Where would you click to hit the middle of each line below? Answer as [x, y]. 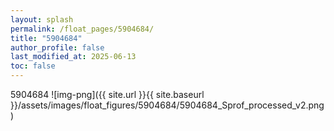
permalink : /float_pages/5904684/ [82, 29]
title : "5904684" [46, 38]
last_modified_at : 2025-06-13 [73, 57]
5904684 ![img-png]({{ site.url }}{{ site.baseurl [107, 94]
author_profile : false [57, 47]
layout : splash [42, 19]
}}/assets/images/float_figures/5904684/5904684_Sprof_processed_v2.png [167, 105]
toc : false [33, 66]
